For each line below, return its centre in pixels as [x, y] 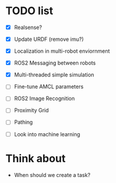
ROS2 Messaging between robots [55, 63]
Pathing [23, 122]
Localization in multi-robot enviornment [62, 51]
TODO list [29, 11]
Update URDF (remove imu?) [49, 39]
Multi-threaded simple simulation [54, 75]
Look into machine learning [47, 134]
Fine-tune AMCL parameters [49, 86]
